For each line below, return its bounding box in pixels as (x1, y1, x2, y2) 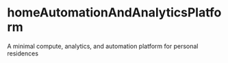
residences (7, 49, 39, 58)
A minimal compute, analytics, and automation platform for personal (7, 42, 199, 50)
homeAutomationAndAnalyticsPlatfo (7, 5, 222, 21)
